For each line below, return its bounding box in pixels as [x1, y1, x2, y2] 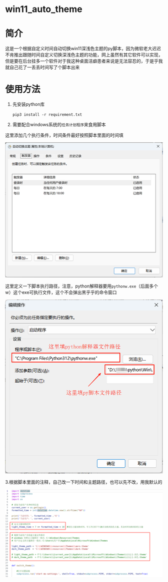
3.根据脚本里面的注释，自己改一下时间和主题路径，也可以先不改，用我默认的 [5, 479, 162, 485]
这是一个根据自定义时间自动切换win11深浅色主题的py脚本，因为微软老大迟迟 [5, 46, 161, 52]
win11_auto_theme [5, 4, 82, 15]
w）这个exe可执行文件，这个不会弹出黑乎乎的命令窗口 [5, 289, 117, 295]
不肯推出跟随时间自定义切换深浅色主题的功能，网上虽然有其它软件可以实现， [5, 52, 163, 58]
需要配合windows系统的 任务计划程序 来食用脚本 [12, 122, 106, 128]
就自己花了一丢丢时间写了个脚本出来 [5, 64, 80, 71]
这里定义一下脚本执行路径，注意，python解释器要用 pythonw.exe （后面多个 [5, 283, 158, 289]
